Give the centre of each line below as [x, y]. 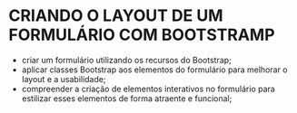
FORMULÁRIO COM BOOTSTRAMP [142, 35]
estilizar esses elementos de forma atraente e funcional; [127, 98]
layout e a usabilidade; [64, 79]
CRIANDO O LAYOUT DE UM [116, 16]
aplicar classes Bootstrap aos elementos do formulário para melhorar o [154, 70]
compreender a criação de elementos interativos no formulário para [148, 89]
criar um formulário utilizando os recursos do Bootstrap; [127, 60]
